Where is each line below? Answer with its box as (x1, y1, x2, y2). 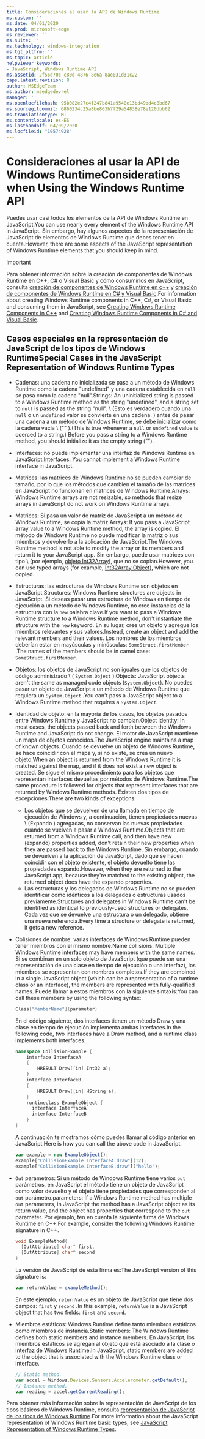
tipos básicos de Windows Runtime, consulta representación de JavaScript (6, 1406, 195, 1413)
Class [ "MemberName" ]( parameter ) (15, 1005, 98, 1012)
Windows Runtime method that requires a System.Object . (15, 698, 158, 705)
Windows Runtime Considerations (6, 168, 181, 182)
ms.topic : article (6, 54, 53, 61)
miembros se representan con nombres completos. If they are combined (15, 968, 196, 975)
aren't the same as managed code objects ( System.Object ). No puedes (15, 678, 193, 686)
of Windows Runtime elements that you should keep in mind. (6, 246, 159, 254)
